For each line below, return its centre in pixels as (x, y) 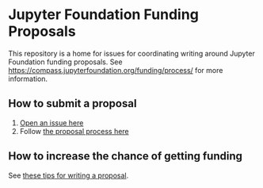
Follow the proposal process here (74, 131)
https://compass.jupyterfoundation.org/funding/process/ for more (116, 70)
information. (28, 79)
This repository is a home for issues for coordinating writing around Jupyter (131, 53)
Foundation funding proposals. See (65, 62)
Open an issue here (51, 123)
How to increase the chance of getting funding (126, 156)
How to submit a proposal (72, 104)
